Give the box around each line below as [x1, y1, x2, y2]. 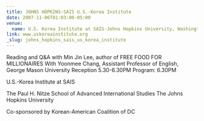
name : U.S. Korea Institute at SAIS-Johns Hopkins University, [12, 25, 175, 32]
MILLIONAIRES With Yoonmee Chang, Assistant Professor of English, [6, 60, 179, 67]
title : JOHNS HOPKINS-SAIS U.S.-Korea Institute [6, 8, 132, 15]
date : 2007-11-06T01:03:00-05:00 [6, 15, 91, 21]
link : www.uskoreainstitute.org [6, 31, 88, 38]
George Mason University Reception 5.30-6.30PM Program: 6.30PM [6, 67, 177, 73]
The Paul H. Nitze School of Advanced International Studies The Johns [6, 90, 183, 97]
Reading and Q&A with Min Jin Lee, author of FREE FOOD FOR [6, 54, 162, 60]
